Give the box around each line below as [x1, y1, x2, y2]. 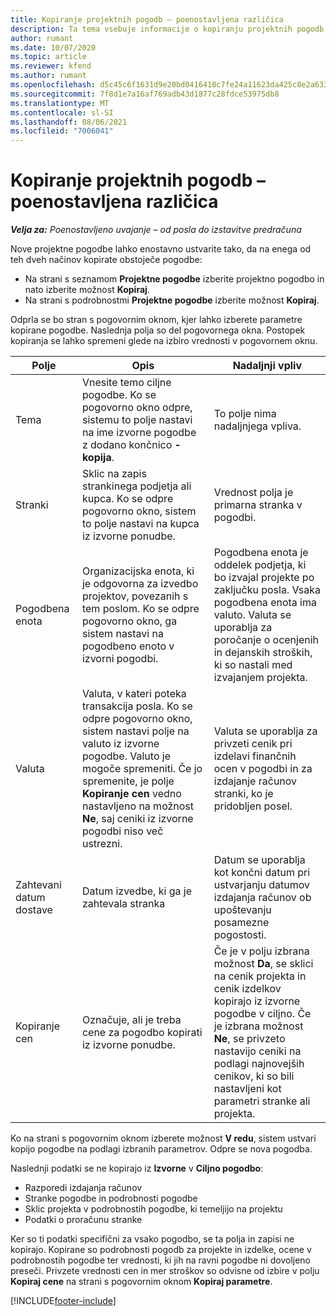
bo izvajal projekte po [213, 571, 315, 585]
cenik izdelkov [213, 982, 282, 996]
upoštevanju [213, 903, 272, 917]
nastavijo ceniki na [213, 1044, 302, 1058]
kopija [81, 451, 112, 465]
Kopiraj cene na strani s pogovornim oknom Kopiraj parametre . [10, 1276, 273, 1288]
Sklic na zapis [81, 467, 147, 481]
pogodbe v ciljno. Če [213, 1007, 312, 1021]
